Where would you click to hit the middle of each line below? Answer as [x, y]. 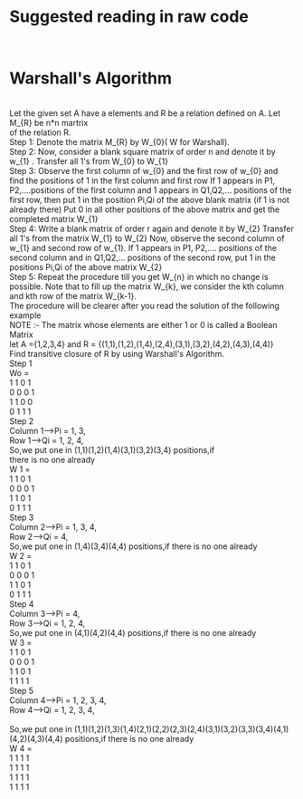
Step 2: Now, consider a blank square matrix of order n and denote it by [142, 151]
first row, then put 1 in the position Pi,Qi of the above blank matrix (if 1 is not [149, 199]
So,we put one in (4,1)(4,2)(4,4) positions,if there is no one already [133, 632]
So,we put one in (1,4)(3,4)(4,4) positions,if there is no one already [133, 546]
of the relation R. [40, 132]
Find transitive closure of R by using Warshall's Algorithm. [117, 353]
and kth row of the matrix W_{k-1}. [73, 295]
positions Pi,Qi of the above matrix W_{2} [86, 267]
